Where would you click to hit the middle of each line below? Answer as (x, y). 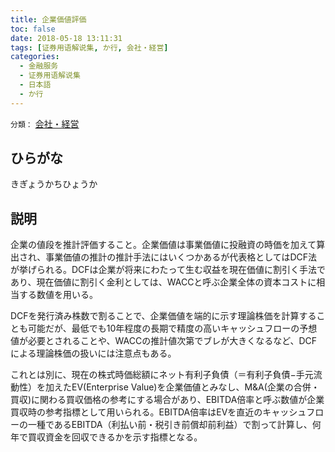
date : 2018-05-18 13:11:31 (66, 38)
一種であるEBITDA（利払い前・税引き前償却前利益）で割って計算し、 (170, 425)
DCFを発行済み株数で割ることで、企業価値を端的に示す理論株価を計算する (163, 316)
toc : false (33, 29)
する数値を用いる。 (58, 295)
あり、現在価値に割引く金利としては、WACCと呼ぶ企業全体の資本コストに (163, 282)
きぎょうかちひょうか (54, 184)
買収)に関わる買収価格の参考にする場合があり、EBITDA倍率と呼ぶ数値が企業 (167, 400)
